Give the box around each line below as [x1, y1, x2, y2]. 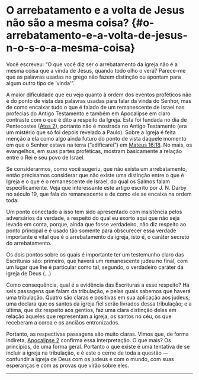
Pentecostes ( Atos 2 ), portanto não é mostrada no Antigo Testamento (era [6, 122, 187, 129]
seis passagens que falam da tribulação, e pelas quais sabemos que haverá [6, 287, 191, 294]
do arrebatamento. [6, 239, 52, 246]
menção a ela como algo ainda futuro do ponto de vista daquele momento [6, 135, 187, 142]
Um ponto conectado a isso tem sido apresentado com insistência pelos [6, 208, 182, 215]
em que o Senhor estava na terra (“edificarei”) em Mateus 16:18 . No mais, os [6, 141, 192, 148]
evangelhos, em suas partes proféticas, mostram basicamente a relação [6, 147, 182, 154]
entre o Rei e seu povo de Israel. [6, 154, 85, 161]
